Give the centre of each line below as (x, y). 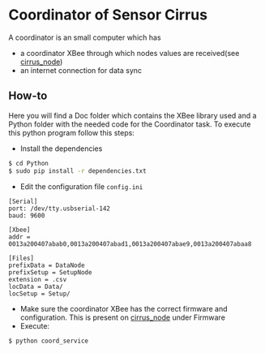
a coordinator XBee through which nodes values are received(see (130, 53)
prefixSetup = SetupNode (50, 272)
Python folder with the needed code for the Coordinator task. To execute (130, 124)
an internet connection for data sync (81, 70)
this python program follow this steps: (72, 132)
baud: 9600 (27, 215)
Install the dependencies (61, 149)
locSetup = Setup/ (39, 294)
